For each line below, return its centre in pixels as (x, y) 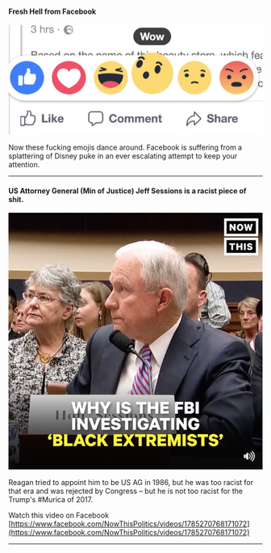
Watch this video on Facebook (59, 515)
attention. (24, 164)
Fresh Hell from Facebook (52, 11)
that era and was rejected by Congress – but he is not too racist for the (126, 491)
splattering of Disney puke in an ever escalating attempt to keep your (123, 156)
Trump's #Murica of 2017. (51, 499)
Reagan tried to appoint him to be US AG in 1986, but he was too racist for (131, 482)
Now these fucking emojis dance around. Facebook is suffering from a (125, 147)
